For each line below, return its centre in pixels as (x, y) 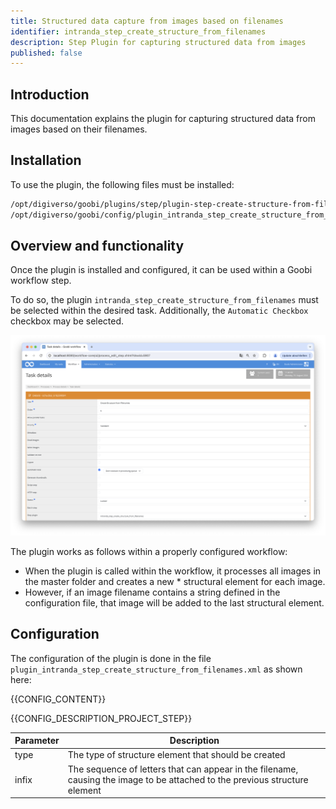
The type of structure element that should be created (176, 755)
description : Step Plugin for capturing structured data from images (158, 42)
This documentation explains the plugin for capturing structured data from (163, 119)
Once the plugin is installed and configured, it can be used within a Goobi (161, 270)
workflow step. (41, 281)
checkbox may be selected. (67, 321)
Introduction (50, 94)
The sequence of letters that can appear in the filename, (183, 769)
